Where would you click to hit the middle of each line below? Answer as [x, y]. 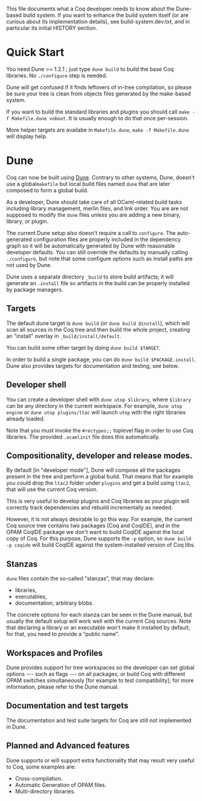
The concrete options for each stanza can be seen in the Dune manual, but [99, 615]
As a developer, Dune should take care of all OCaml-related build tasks [94, 202]
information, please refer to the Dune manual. [63, 687]
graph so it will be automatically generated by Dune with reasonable [91, 246]
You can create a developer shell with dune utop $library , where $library [99, 399]
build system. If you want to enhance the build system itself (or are [106, 15]
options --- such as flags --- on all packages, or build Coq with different [96, 674]
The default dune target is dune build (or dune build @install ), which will [98, 323]
